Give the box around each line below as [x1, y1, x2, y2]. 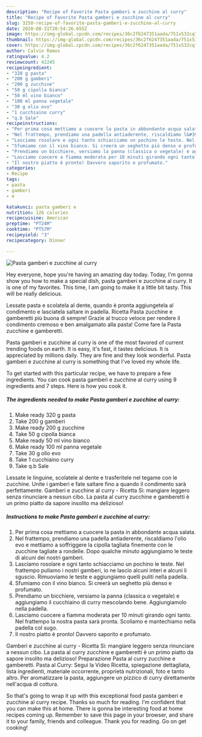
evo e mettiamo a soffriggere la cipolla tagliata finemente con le [14, 541, 173, 548]
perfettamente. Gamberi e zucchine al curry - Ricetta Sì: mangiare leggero [6, 487, 190, 494]
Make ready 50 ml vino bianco [14, 437, 90, 444]
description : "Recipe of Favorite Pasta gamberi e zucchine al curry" [6, 8, 187, 15]
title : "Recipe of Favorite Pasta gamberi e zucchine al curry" [6, 14, 171, 20]
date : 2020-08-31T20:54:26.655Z [6, 25, 87, 32]
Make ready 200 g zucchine [14, 424, 85, 431]
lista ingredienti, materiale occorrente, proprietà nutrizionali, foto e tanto [6, 667, 185, 675]
